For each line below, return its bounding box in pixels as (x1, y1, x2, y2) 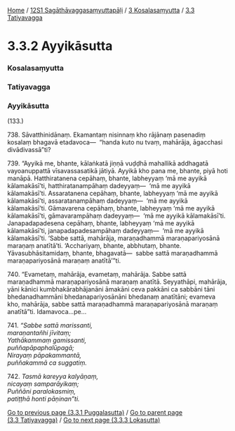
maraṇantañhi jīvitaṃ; (7, 329, 72, 337)
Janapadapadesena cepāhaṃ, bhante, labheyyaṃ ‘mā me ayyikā (7, 219, 195, 227)
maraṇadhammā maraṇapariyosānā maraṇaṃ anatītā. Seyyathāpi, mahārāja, (7, 277, 227, 286)
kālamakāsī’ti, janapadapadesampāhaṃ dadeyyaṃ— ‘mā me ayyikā (7, 227, 205, 235)
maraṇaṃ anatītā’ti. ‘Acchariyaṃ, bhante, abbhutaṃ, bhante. (7, 242, 182, 250)
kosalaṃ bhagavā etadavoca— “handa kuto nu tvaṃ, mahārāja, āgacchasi (7, 138, 223, 146)
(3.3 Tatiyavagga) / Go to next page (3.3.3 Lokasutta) (7, 416, 161, 425)
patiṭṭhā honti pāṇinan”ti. (7, 394, 80, 404)
